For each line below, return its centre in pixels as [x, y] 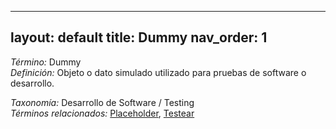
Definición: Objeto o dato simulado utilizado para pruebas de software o [158, 72]
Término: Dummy [46, 62]
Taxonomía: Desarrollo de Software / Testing [102, 102]
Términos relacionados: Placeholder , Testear [102, 113]
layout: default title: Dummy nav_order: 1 [139, 37]
